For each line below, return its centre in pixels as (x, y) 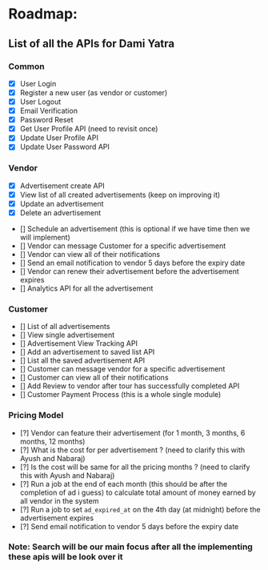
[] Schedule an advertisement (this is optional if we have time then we (135, 228)
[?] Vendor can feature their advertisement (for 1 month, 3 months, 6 (132, 432)
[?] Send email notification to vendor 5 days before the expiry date (129, 526)
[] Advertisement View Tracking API (79, 343)
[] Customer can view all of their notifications (94, 378)
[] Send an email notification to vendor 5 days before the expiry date (132, 263)
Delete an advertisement (60, 212)
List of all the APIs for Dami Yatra (92, 44)
